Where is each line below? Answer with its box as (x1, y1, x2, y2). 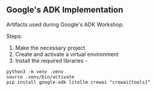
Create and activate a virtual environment (15, 51, 119, 58)
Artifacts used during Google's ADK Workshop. (6, 20, 124, 28)
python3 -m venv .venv (6, 69, 64, 75)
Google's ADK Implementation (6, 5, 123, 15)
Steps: (6, 33, 22, 40)
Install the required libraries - (15, 57, 88, 64)
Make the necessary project (15, 44, 86, 51)
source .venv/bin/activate (6, 74, 75, 80)
